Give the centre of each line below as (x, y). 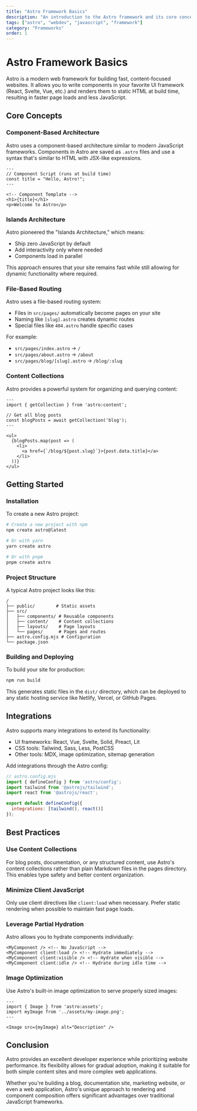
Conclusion (28, 1045)
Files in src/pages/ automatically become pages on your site (87, 313)
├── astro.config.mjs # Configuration (53, 637)
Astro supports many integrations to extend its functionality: (79, 730)
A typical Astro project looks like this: (51, 590)
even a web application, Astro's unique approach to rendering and (86, 1089)
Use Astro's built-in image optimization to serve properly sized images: (92, 991)
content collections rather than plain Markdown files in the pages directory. (97, 868)
